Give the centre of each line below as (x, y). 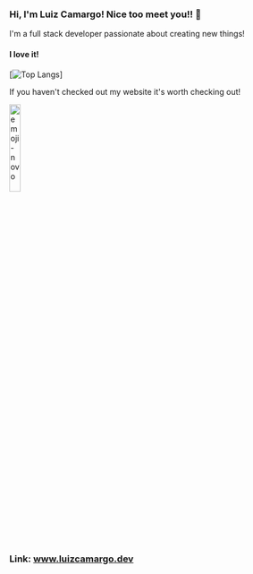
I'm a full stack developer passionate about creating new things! (127, 34)
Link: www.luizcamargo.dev (72, 559)
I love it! (24, 54)
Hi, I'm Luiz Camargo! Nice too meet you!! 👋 (105, 14)
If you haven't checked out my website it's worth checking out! (125, 91)
